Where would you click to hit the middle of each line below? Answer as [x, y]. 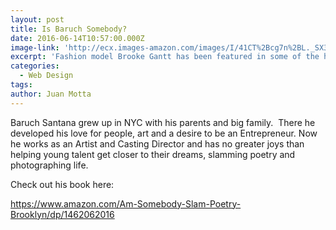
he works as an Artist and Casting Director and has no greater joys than [157, 143]
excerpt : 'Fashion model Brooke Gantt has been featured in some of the [165, 57]
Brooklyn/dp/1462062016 [62, 214]
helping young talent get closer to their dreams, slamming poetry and [153, 154]
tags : [21, 85]
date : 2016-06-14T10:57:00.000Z [77, 38]
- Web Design [46, 76]
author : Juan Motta [51, 94]
